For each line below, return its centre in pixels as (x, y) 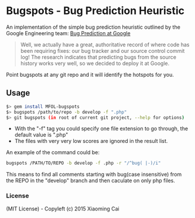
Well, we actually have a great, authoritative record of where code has (105, 45)
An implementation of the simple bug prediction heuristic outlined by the (93, 27)
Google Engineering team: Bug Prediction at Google (68, 33)
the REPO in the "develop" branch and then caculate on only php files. (91, 180)
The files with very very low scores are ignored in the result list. (91, 141)
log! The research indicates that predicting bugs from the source (98, 57)
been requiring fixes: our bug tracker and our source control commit (102, 50)
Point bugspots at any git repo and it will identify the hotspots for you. (90, 74)
